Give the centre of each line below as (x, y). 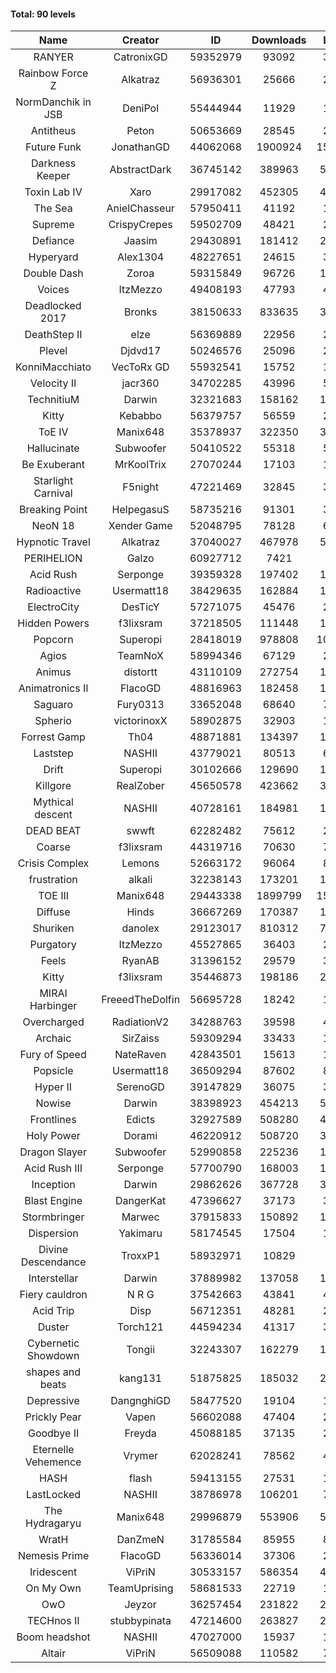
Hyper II (53, 1087)
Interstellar (53, 1278)
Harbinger (53, 1006)
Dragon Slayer (53, 1152)
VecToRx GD (140, 367)
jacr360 (140, 383)
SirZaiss (140, 1038)
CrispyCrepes (140, 225)
